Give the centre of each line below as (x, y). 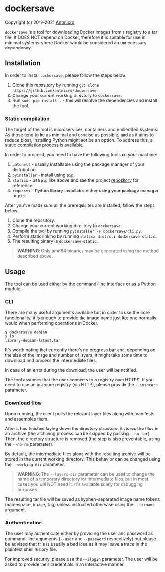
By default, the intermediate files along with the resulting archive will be (78, 454)
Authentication (23, 523)
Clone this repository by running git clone (56, 85)
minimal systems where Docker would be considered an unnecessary (76, 42)
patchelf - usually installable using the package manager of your (78, 164)
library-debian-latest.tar (33, 341)
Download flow (23, 403)
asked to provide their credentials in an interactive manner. (65, 564)
